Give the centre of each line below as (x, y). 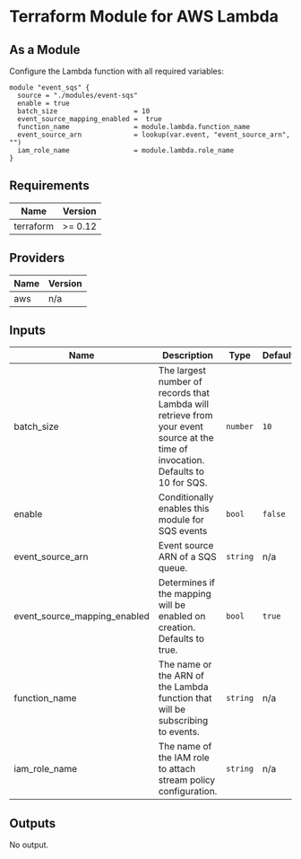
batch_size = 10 (84, 111)
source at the (186, 438)
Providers (37, 258)
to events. (179, 732)
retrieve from (185, 416)
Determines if (186, 583)
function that (185, 698)
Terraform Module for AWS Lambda (144, 17)
